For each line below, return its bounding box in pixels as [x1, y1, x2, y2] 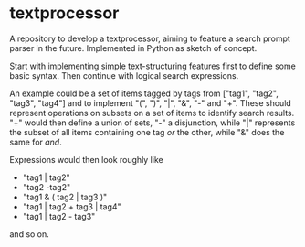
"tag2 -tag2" [22, 181, 71, 192]
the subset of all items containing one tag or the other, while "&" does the [9, 126, 285, 137]
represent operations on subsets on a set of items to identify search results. [9, 107, 295, 118]
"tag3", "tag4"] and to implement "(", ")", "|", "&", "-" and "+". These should [9, 97, 292, 108]
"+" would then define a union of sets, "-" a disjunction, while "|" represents [9, 117, 296, 128]
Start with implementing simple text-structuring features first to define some [9, 60, 297, 71]
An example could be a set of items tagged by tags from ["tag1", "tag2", [9, 88, 279, 99]
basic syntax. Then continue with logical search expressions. [9, 70, 239, 81]
